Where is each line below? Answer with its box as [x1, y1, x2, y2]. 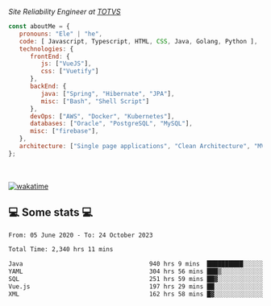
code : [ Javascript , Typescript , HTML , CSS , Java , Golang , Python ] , [19, 37, 258, 45]
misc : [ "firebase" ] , [29, 127, 99, 135]
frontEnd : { [29, 52, 70, 60]
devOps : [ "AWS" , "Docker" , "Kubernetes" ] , [29, 112, 175, 120]
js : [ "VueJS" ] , [40, 60, 92, 68]
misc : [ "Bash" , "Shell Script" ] [40, 97, 150, 105]
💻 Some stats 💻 [8, 205, 94, 220]
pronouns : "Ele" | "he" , [19, 30, 103, 38]
